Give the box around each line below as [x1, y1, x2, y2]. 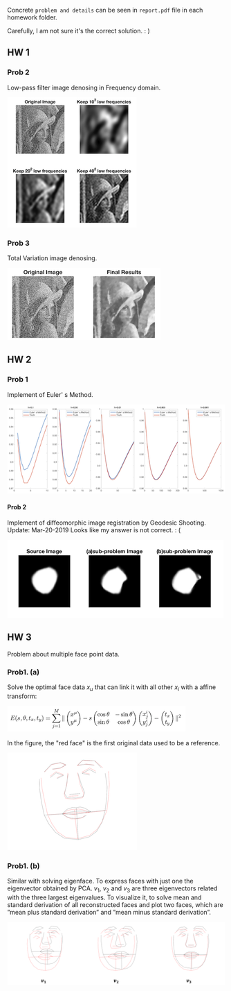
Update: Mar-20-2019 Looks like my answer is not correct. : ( [7, 525, 181, 534]
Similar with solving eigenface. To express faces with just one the [7, 877, 194, 886]
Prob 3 [7, 238, 30, 248]
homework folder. [7, 13, 57, 22]
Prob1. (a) [7, 667, 40, 677]
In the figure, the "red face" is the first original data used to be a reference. [7, 738, 221, 747]
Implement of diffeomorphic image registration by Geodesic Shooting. [7, 518, 206, 527]
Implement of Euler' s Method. [7, 390, 93, 398]
